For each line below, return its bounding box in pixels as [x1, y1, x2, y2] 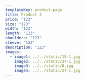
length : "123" [5, 31, 35, 36]
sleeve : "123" [5, 40, 35, 45]
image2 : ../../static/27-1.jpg [14, 59, 80, 64]
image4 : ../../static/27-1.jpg [14, 68, 80, 73]
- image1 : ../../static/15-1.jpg [10, 54, 80, 59]
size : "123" [5, 21, 30, 27]
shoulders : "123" [5, 36, 42, 41]
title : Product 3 [5, 12, 42, 17]
